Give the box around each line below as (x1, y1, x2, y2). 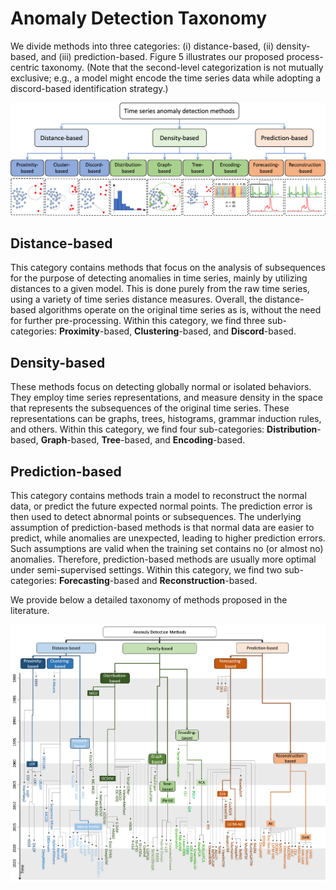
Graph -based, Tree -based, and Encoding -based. (40, 434, 246, 446)
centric (10, 61, 40, 73)
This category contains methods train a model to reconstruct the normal (10, 490, 307, 501)
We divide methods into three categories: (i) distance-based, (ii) (10, 40, 275, 52)
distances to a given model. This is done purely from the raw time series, (10, 283, 310, 295)
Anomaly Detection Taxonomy (10, 7, 268, 30)
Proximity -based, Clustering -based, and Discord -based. (58, 325, 297, 337)
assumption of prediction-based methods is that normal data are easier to (10, 522, 315, 533)
